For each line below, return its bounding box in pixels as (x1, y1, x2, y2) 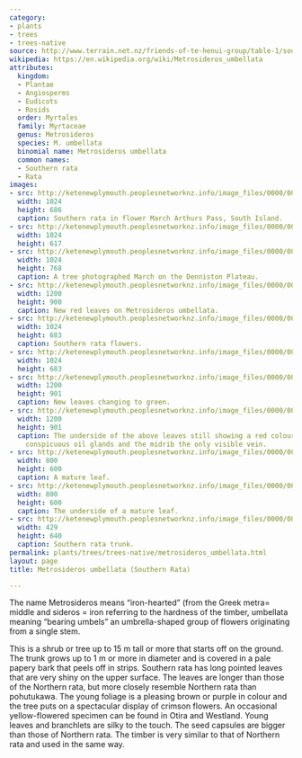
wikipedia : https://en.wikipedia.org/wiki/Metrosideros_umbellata (9, 55, 263, 64)
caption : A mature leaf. (17, 473, 111, 482)
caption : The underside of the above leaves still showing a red (17, 431, 268, 441)
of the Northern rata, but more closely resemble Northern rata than (9, 682, 257, 692)
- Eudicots (17, 96, 58, 106)
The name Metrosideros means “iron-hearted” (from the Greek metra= (9, 597, 271, 608)
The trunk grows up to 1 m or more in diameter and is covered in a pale (9, 653, 271, 664)
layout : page (9, 557, 58, 566)
